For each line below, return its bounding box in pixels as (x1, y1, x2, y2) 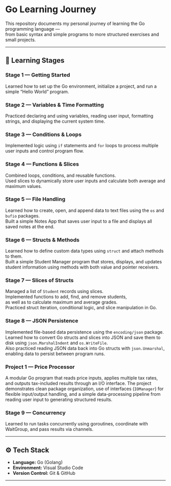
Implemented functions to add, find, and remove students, (5, 294, 127, 300)
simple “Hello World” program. (5, 88, 70, 95)
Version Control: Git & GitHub (12, 470, 75, 476)
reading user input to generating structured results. (5, 396, 113, 402)
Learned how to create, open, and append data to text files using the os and (5, 207, 164, 213)
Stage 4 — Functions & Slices (5, 160, 79, 168)
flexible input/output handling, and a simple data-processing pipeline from (5, 391, 161, 397)
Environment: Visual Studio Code (12, 465, 83, 471)
